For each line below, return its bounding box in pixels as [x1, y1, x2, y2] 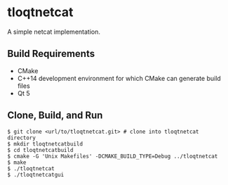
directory [7, 134, 36, 141]
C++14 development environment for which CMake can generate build [17, 74, 221, 82]
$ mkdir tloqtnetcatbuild [7, 140, 83, 148]
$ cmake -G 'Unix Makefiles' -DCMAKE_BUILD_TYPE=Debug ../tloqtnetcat [7, 153, 218, 160]
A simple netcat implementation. [7, 27, 100, 36]
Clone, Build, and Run [7, 110, 103, 122]
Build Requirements [7, 48, 95, 60]
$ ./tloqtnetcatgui [7, 171, 65, 178]
